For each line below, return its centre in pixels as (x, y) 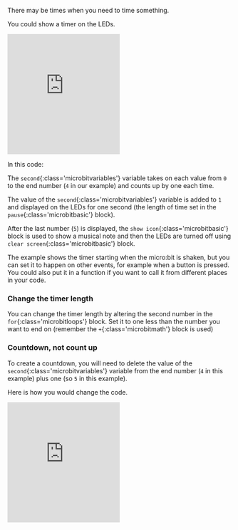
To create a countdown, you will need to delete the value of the (100, 363)
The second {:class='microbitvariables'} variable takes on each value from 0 (117, 178)
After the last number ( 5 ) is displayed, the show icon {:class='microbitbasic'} (118, 228)
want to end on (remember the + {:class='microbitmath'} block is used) (110, 329)
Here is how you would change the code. (68, 392)
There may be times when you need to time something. (88, 10)
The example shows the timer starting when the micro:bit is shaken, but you (119, 257)
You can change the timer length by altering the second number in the (110, 314)
